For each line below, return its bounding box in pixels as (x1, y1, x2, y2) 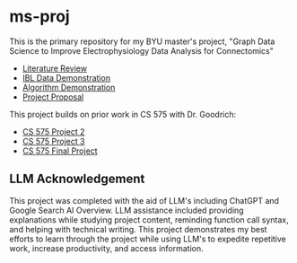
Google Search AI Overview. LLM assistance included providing (9, 205, 244, 215)
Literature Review (22, 63, 88, 74)
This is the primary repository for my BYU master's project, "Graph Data (9, 36, 275, 47)
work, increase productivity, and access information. (9, 242, 204, 253)
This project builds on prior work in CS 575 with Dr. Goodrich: (9, 109, 237, 119)
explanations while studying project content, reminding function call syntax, (9, 214, 289, 225)
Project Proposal (22, 92, 84, 102)
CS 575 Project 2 (22, 126, 85, 136)
